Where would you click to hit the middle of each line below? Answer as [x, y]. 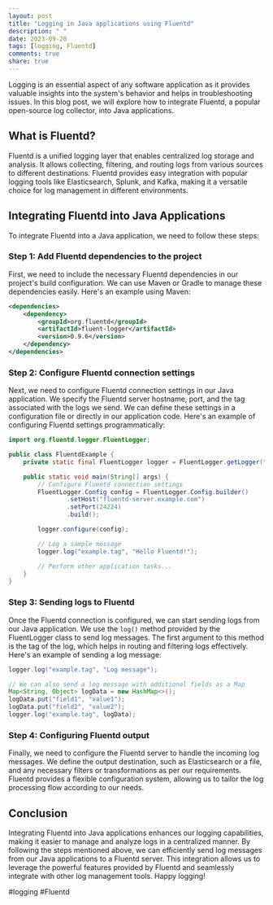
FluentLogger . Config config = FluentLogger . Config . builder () [143, 492]
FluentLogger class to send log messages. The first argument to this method [136, 637]
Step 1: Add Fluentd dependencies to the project [105, 256]
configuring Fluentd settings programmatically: [87, 425]
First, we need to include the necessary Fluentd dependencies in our [123, 274]
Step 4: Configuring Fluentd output [79, 735]
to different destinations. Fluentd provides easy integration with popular [128, 173]
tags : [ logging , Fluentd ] [52, 46]
